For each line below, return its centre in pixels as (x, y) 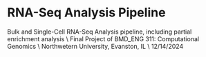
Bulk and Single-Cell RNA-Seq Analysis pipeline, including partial (100, 32)
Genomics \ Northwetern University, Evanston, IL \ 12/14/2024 (95, 46)
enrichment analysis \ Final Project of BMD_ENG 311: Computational (103, 38)
